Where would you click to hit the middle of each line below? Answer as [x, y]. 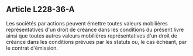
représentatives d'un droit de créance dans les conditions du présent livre [95, 29]
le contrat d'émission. [32, 48]
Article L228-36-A [40, 10]
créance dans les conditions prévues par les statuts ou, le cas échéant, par [96, 42]
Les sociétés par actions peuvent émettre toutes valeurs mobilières [87, 23]
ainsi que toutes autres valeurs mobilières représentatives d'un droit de [92, 36]
